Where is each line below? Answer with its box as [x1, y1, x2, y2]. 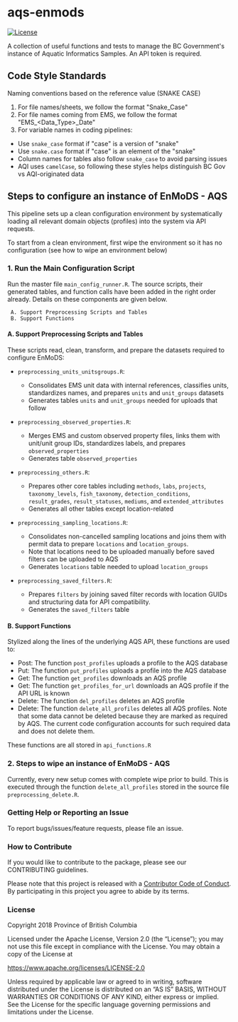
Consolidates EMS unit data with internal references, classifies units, [28, 381, 229, 389]
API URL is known [17, 689, 70, 697]
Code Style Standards [7, 70, 107, 82]
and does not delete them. [17, 727, 95, 735]
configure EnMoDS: [7, 354, 65, 362]
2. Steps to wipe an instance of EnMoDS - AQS [7, 759, 171, 769]
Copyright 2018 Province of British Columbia [7, 921, 137, 929]
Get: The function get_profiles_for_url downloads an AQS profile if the [17, 682, 229, 690]
